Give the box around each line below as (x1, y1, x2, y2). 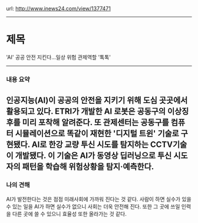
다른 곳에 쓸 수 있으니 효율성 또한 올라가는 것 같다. (12, 210, 127, 217)
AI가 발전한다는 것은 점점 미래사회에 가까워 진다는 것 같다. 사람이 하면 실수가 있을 (6, 195, 192, 202)
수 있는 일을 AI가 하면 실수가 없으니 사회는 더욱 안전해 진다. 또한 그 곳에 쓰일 (6, 203, 180, 210)
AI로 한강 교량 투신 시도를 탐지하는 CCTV (31, 140, 173, 150)
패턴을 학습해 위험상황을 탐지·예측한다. (22, 162, 154, 172)
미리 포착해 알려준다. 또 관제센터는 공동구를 (22, 117, 169, 127)
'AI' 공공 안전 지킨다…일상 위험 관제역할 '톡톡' (6, 53, 111, 61)
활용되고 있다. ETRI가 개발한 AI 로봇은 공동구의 (6, 106, 166, 117)
